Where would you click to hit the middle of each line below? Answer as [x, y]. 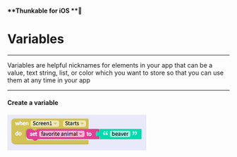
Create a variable [33, 103]
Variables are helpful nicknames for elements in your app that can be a [110, 65]
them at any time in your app [49, 80]
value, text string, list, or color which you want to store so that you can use [116, 73]
